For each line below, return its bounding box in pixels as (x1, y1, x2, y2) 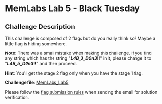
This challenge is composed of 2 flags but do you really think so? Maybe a (5, 35, 156, 41)
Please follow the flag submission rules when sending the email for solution (5, 89, 158, 95)
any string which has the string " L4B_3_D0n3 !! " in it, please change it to (5, 55, 152, 61)
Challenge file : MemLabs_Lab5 (5, 79, 69, 85)
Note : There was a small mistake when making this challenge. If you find (5, 50, 152, 56)
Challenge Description (5, 23, 75, 31)
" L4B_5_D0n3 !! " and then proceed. (5, 61, 77, 66)
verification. (5, 94, 29, 100)
